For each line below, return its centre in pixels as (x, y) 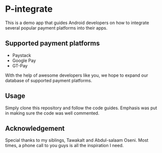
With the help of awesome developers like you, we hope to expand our (77, 75)
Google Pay (24, 61)
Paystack (21, 55)
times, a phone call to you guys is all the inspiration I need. (65, 146)
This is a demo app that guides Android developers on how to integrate (77, 23)
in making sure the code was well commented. (52, 113)
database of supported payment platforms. (49, 80)
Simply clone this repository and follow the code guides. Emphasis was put (81, 108)
